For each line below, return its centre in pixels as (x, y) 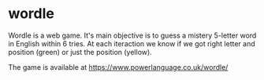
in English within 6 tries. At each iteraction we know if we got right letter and (132, 43)
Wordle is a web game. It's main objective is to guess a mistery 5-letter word (132, 35)
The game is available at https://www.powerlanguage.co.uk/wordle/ (118, 67)
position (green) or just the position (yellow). (80, 52)
